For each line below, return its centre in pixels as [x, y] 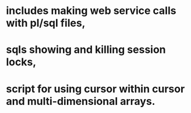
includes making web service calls [91, 11]
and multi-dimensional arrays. [81, 101]
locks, [21, 62]
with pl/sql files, [46, 23]
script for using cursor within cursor [95, 89]
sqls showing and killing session [86, 50]
